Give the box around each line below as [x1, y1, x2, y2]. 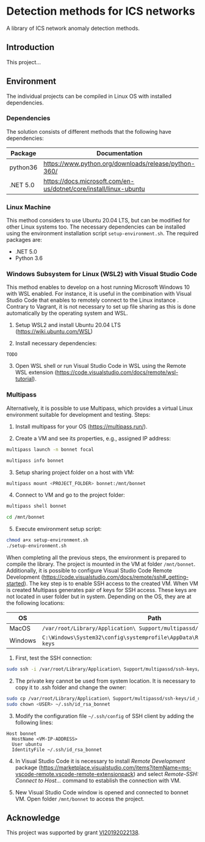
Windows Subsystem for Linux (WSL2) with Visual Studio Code [6, 270, 197, 279]
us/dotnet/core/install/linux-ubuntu [43, 185, 145, 193]
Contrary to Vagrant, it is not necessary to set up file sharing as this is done [6, 303, 196, 310]
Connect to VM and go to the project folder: [15, 491, 125, 499]
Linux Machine [6, 203, 51, 211]
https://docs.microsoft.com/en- [43, 177, 135, 185]
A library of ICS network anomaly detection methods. [6, 24, 140, 32]
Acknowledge [6, 813, 60, 823]
